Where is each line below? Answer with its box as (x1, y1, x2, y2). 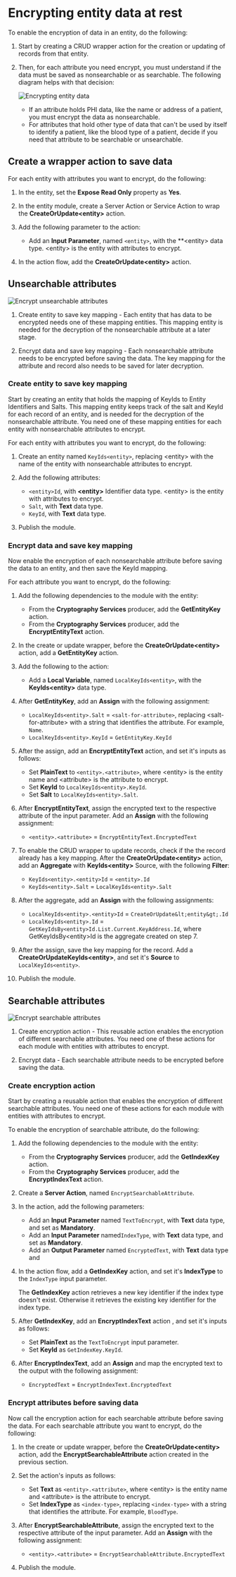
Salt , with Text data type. (28, 501, 103, 510)
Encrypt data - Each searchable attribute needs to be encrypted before (18, 1055, 224, 1064)
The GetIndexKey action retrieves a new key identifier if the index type (18, 1288, 224, 1297)
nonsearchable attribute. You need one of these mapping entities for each (8, 417, 222, 425)
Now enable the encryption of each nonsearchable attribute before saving (8, 556, 223, 565)
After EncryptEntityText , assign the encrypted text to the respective (18, 804, 216, 813)
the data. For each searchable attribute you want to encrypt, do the (8, 1421, 202, 1430)
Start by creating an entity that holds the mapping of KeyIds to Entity (8, 394, 206, 403)
